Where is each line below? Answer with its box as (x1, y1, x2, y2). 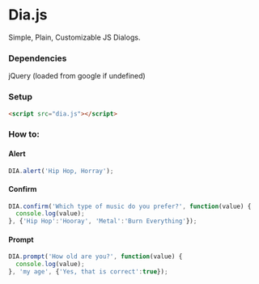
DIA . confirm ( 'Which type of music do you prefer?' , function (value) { (8, 202, 252, 210)
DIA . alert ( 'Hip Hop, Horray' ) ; (8, 167, 114, 175)
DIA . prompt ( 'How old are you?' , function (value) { (8, 252, 183, 261)
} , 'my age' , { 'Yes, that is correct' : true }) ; (8, 268, 168, 276)
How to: (8, 129, 40, 140)
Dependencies (8, 53, 67, 64)
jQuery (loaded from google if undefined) (8, 71, 146, 81)
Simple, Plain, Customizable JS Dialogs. (8, 32, 141, 42)
